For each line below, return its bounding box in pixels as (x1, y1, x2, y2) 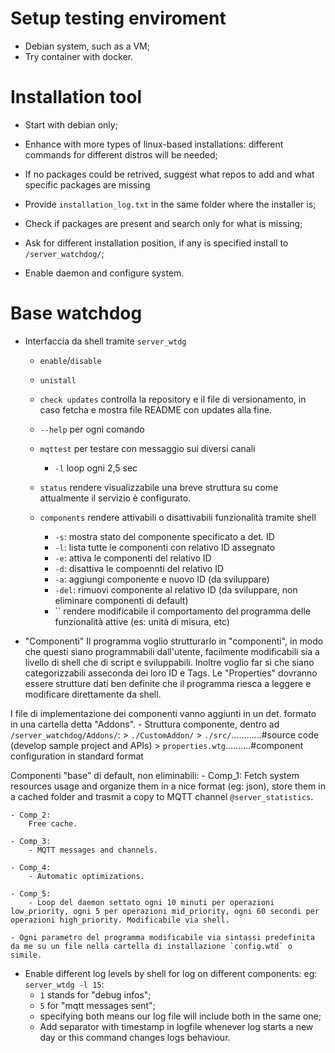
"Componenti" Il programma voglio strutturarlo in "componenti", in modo (24, 635, 324, 647)
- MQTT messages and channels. (28, 845, 159, 855)
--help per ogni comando (39, 423, 145, 435)
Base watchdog (10, 302, 143, 325)
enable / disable (39, 354, 102, 366)
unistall (39, 375, 77, 386)
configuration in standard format (10, 750, 144, 762)
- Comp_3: (10, 836, 52, 846)
